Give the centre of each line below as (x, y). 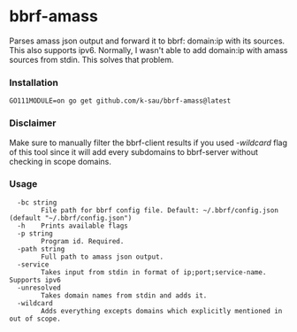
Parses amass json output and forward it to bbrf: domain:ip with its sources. (147, 41)
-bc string (37, 202)
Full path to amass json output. (103, 257)
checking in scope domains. (61, 161)
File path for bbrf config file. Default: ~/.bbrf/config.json (160, 210)
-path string (41, 249)
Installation (34, 82)
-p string (35, 233)
